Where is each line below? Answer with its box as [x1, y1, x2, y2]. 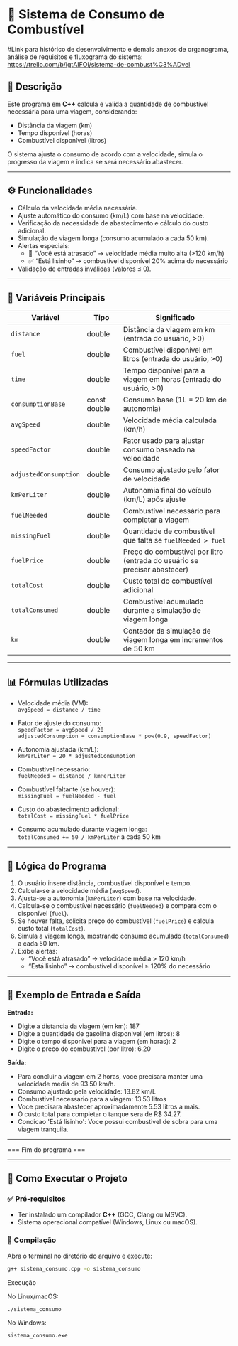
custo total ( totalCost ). [17, 924, 86, 932]
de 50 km [123, 643, 155, 653]
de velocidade [123, 474, 171, 484]
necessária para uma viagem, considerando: [7, 107, 137, 116]
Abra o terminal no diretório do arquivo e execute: [7, 1251, 152, 1260]
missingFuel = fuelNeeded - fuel [17, 793, 117, 800]
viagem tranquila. [17, 1125, 69, 1133]
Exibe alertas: [17, 947, 58, 955]
